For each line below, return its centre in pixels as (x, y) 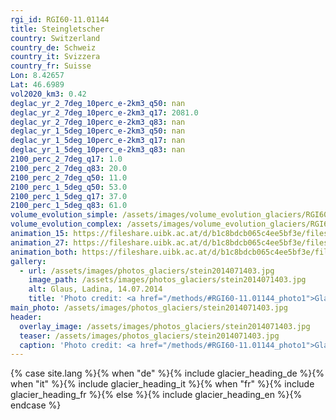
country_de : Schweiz (53, 47)
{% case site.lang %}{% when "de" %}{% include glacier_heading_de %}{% (167, 373)
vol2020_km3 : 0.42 (48, 94)
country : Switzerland (55, 38)
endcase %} (36, 405)
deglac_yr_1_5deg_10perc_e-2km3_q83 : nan (98, 150)
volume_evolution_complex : (66, 224)
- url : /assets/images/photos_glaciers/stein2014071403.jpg (147, 271)
